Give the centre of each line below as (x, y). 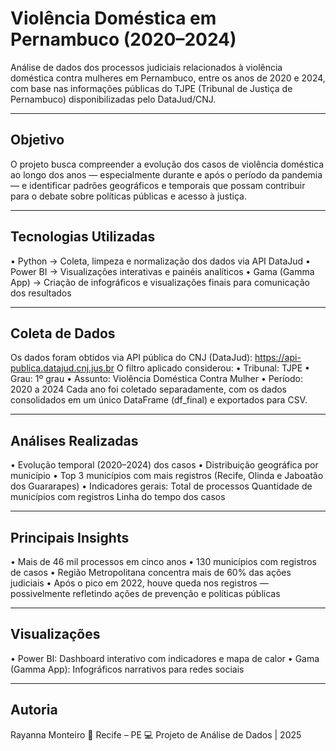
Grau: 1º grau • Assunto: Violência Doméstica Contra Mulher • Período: (156, 379)
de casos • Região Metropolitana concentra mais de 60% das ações (151, 572)
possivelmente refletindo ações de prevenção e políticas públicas (145, 593)
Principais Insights (70, 537)
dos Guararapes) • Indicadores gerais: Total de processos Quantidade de (161, 486)
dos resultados (41, 293)
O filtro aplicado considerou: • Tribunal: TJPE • (213, 368)
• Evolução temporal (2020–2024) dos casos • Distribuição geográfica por (164, 465)
